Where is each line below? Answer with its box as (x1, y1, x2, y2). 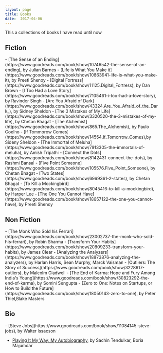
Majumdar (12, 342, 33, 348)
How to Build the (5, 285, 38, 291)
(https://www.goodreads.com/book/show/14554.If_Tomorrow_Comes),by (5, 134, 152, 140)
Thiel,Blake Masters (5, 296, 45, 301)
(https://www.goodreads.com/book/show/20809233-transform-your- (5, 244, 145, 250)
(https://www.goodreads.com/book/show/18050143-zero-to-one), (5, 291, 138, 296)
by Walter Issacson (17, 328, 56, 334)
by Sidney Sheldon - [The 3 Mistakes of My (13, 108, 101, 114)
